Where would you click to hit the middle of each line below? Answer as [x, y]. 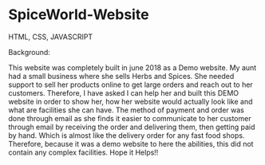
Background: [29, 52]
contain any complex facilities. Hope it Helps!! [83, 152]
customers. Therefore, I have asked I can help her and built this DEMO [124, 92]
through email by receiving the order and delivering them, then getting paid [132, 127]
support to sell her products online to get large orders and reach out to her [131, 84]
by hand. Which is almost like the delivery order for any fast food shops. [127, 135]
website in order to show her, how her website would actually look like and [131, 101]
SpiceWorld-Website [79, 15]
